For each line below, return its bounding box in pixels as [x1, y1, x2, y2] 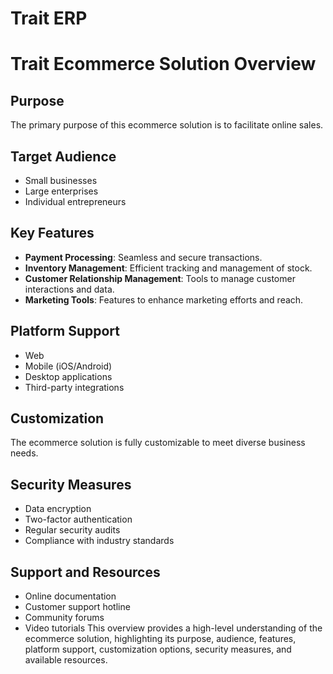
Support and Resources [10, 563, 161, 581]
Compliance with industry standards [24, 535, 175, 547]
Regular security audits [24, 524, 121, 536]
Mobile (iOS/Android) [24, 360, 113, 372]
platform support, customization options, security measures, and [24, 643, 292, 656]
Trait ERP [10, 7, 88, 30]
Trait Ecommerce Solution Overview [10, 53, 317, 76]
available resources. [24, 654, 108, 666]
